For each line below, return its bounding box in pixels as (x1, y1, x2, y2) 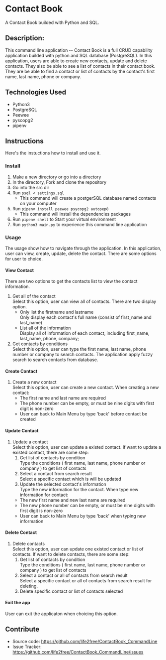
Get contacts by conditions (12, 341, 68, 347)
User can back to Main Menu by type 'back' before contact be (19, 411, 148, 417)
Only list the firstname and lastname (19, 309, 94, 315)
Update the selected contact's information (19, 481, 107, 487)
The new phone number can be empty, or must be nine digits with (19, 502, 155, 508)
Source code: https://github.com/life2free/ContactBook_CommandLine (12, 638, 158, 644)
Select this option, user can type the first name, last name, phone (12, 346, 147, 352)
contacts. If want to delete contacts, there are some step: (12, 551, 130, 557)
